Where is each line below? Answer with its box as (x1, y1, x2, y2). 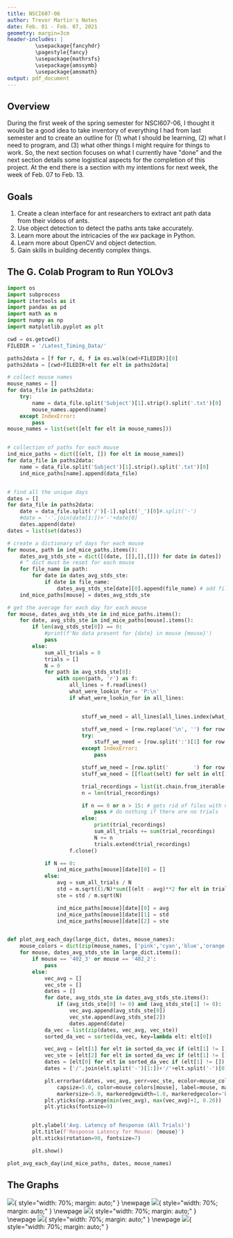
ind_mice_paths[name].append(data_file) (19, 470, 138, 477)
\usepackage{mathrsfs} (35, 56, 101, 63)
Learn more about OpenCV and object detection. (17, 239, 157, 247)
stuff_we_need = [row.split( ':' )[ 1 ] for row (94, 738, 225, 745)
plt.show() (32, 1147, 64, 1154)
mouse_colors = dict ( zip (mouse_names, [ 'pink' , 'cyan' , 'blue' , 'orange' (19, 943, 228, 950)
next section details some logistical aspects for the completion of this (7, 156, 206, 164)
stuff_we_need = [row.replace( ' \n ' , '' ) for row (81, 725, 225, 733)
